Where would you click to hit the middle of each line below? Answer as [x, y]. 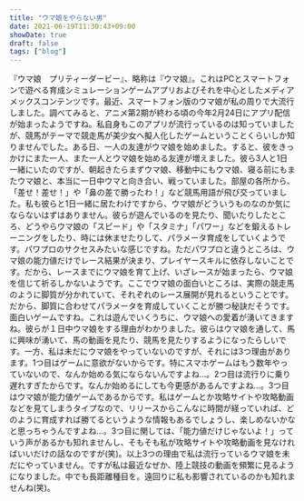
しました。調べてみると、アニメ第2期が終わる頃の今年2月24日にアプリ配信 [150, 113]
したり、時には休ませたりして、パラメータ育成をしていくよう [163, 238]
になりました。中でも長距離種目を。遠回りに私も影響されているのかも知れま [152, 476]
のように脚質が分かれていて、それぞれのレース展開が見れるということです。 [151, 295]
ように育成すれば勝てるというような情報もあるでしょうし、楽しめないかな [156, 420]
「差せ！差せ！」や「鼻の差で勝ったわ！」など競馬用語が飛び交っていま [144, 193]
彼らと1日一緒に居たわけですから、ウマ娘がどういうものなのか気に [166, 204]
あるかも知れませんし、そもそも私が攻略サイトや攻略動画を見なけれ [168, 443]
